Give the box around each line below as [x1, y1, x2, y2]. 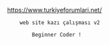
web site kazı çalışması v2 [19, 19, 100, 26]
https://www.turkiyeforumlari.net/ [7, 6, 102, 14]
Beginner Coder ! [32, 31, 81, 38]
